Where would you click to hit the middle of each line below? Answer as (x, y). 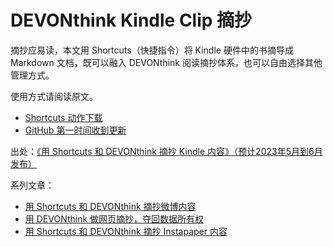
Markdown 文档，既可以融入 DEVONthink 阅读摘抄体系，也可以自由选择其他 (166, 62)
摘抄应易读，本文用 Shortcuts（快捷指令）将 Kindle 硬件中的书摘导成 (152, 50)
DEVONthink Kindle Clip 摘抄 (131, 20)
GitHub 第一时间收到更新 (75, 130)
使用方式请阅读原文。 (54, 96)
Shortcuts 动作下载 (63, 117)
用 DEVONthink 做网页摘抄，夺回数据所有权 (114, 218)
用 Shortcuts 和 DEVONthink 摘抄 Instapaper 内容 (126, 231)
